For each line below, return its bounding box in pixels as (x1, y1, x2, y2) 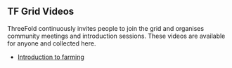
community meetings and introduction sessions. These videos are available (7, 32, 226, 40)
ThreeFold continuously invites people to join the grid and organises (7, 24, 205, 32)
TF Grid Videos (7, 6, 75, 18)
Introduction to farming (17, 53, 84, 61)
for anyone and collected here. (7, 39, 96, 48)
